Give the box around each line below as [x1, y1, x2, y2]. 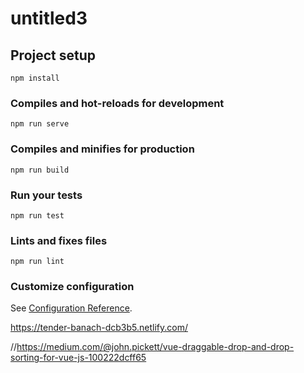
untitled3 [10, 7, 88, 30]
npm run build [10, 165, 70, 175]
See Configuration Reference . [10, 302, 133, 314]
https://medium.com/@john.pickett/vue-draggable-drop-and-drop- [16, 341, 295, 353]
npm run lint [10, 257, 65, 267]
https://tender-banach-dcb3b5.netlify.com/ [10, 322, 188, 334]
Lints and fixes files [10, 233, 108, 247]
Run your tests [10, 188, 83, 202]
